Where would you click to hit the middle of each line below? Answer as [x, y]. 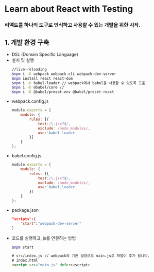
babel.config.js [26, 156]
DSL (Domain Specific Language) [45, 54]
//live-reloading [29, 69]
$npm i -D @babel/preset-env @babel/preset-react [63, 92]
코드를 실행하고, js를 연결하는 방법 [44, 238]
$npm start [23, 247]
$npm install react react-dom [42, 78]
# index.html [25, 261]
